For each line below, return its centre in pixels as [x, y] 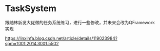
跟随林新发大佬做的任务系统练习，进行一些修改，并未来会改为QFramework [80, 22]
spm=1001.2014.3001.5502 [32, 43]
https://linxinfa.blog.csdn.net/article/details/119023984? [61, 38]
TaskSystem [31, 8]
